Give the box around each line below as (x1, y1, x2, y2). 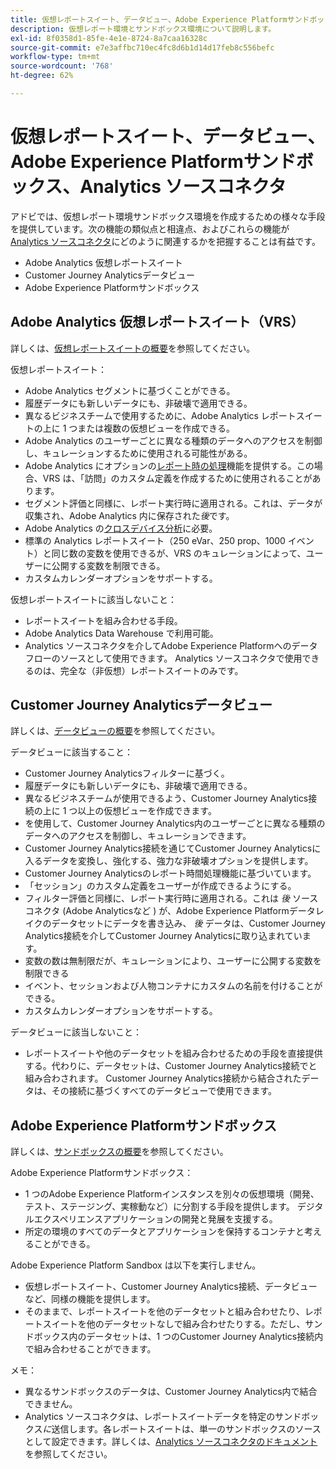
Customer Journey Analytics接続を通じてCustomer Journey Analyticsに (24, 842, 322, 855)
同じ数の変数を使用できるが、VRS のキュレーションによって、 (51, 547, 307, 559)
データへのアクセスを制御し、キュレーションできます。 (24, 830, 252, 842)
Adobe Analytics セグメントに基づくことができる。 (24, 384, 236, 396)
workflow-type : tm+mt (10, 52, 101, 62)
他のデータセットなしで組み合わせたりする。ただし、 (86, 1318, 306, 1330)
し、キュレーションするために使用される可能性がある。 (24, 447, 253, 459)
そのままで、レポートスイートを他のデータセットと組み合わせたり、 (24, 1306, 305, 1318)
